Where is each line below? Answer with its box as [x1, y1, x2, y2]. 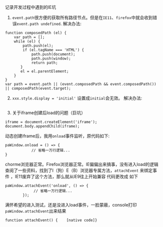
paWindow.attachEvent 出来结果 [5, 208, 67, 214]
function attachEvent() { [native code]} [5, 218, 97, 223]
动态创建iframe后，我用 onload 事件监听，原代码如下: [5, 133, 110, 139]
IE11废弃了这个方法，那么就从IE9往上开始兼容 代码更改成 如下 [14, 174, 139, 179]
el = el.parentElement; [20, 69, 69, 74]
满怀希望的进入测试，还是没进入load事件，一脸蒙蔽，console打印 [5, 202, 137, 207]
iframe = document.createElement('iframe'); [5, 120, 97, 124]
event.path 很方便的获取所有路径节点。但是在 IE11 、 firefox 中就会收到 [12, 15, 153, 21]
